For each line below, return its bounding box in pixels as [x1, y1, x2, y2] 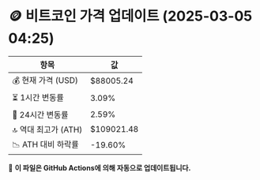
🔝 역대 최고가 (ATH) [12, 124, 83, 135]
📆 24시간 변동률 [12, 109, 69, 120]
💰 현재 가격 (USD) [12, 74, 79, 85]
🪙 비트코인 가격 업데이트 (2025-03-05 [8, 7, 253, 25]
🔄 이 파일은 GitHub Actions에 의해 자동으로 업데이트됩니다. [8, 163, 191, 172]
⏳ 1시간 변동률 [12, 92, 65, 103]
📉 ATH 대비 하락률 [12, 139, 79, 150]
